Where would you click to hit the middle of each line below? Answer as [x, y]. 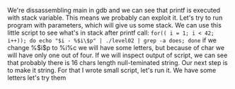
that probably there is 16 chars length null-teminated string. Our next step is [117, 63]
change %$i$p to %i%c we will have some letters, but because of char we [116, 48]
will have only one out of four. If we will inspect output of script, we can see [117, 55]
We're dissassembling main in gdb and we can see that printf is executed [114, 10]
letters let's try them [37, 78]
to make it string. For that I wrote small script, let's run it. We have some [112, 70]
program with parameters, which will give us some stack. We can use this [114, 25]
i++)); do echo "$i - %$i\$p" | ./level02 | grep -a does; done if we [112, 40]
